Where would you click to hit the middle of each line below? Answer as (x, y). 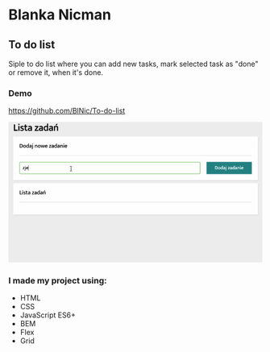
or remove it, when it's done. (56, 72)
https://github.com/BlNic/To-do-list (67, 111)
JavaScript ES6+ (48, 315)
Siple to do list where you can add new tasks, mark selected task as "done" (133, 64)
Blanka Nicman (60, 15)
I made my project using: (58, 280)
